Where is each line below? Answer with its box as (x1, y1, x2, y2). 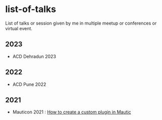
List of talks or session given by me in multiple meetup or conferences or (5, 20, 157, 26)
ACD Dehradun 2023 (12, 53, 57, 59)
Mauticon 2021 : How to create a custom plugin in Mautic (12, 109, 131, 115)
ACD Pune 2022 (12, 81, 46, 87)
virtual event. (5, 25, 33, 31)
